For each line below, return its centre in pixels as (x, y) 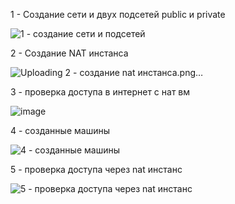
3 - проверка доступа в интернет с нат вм (100, 92)
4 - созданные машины (60, 130)
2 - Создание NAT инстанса (69, 53)
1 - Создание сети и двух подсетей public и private (118, 14)
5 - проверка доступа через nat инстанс (96, 169)
